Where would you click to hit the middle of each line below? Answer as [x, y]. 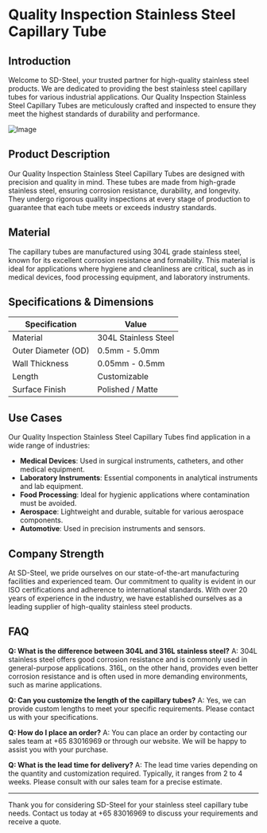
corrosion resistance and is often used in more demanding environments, [128, 676]
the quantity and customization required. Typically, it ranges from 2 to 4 [126, 773]
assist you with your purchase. [58, 749]
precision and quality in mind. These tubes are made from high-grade [122, 182]
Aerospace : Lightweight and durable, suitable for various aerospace [132, 512]
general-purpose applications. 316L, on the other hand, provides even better [133, 667]
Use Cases [35, 418]
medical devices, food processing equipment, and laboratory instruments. [129, 277]
